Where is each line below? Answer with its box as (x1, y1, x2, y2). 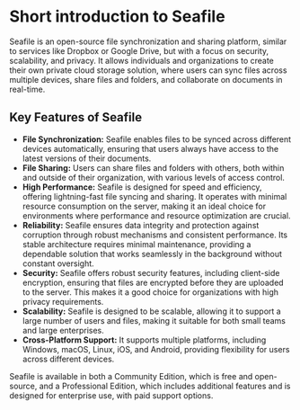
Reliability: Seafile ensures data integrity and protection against (22, 219, 260, 230)
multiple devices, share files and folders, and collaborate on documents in (9, 74, 283, 85)
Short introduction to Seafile (9, 6, 226, 27)
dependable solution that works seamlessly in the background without (22, 248, 283, 259)
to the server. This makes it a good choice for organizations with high (22, 286, 279, 298)
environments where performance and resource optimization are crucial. (22, 209, 291, 221)
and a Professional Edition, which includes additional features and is (39, 380, 291, 391)
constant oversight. (22, 258, 94, 269)
